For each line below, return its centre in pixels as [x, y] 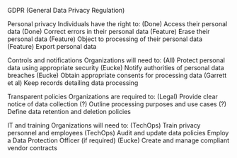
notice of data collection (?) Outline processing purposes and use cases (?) [117, 104]
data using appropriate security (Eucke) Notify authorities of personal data [116, 68]
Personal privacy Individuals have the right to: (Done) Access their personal [117, 24]
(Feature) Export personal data [52, 46]
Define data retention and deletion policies [69, 112]
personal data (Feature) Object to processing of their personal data [105, 39]
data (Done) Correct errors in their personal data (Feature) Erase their [109, 32]
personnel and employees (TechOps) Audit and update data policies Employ [118, 133]
